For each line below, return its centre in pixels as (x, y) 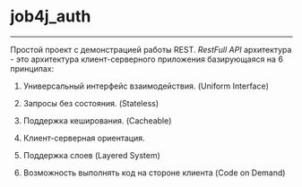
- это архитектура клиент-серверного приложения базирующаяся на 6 (147, 59)
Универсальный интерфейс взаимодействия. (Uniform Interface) (146, 86)
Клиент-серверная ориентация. (84, 138)
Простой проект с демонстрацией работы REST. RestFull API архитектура (151, 49)
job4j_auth (51, 17)
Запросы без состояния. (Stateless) (91, 103)
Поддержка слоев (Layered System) (91, 155)
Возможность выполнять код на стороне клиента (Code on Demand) (154, 173)
